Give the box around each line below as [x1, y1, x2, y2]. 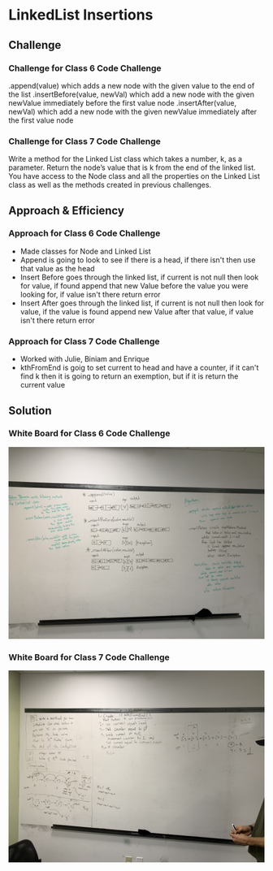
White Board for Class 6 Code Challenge [8, 428, 171, 440]
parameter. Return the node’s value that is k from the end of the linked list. [8, 162, 256, 172]
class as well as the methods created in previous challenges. [8, 180, 212, 190]
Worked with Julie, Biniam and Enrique [19, 354, 150, 364]
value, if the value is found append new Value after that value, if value [19, 306, 254, 316]
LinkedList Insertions [8, 6, 154, 24]
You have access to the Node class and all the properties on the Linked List [8, 171, 261, 181]
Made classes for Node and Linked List [19, 246, 152, 256]
